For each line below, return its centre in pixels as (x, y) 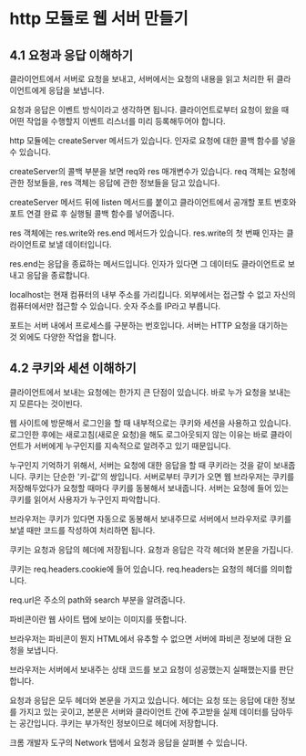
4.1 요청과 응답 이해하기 (71, 55)
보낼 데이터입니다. (80, 244)
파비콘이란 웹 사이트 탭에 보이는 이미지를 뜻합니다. (98, 619)
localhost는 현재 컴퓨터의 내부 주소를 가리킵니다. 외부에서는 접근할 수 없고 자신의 (153, 294)
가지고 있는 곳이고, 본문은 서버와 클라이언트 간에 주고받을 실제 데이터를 (144, 711)
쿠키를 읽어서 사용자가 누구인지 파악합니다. (85, 499)
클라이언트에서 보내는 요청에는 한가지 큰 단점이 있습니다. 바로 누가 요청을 (138, 392)
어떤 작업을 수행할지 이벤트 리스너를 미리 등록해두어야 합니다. (117, 121)
